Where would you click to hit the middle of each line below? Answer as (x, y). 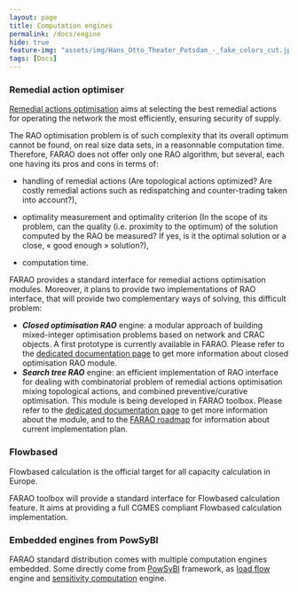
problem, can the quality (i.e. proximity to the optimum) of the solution (150, 226)
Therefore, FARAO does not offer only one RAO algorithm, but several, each (147, 154)
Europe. (24, 481)
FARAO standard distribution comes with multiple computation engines (138, 559)
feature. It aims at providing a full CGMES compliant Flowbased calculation (145, 508)
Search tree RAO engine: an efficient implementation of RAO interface (150, 373)
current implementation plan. (75, 429)
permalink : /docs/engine (55, 34)
